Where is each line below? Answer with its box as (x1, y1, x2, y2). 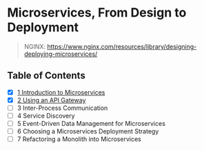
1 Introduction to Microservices (17, 88, 105, 96)
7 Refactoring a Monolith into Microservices (17, 135, 141, 143)
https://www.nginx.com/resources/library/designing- (47, 42, 197, 50)
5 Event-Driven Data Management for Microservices (17, 120, 165, 127)
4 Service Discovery (17, 111, 75, 120)
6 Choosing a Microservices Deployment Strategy (17, 127, 159, 135)
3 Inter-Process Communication (17, 104, 108, 112)
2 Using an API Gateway (17, 95, 86, 104)
